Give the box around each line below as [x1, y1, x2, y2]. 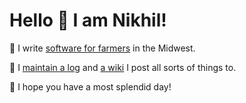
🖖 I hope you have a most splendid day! [9, 80, 172, 93]
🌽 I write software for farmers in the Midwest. [9, 42, 196, 54]
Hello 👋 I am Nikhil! [9, 9, 167, 32]
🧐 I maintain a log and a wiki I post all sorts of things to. [9, 61, 237, 73]
